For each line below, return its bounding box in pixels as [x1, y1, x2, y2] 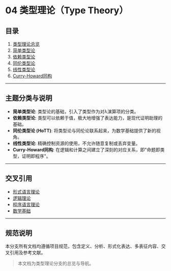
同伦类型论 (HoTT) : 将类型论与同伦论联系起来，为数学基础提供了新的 [12, 127, 157, 133]
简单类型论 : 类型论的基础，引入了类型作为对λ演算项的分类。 [12, 108, 139, 115]
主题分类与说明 [5, 94, 52, 102]
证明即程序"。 [21, 153, 51, 159]
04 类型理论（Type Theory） [5, 5, 128, 16]
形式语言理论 [12, 188, 40, 195]
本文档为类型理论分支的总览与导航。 [17, 260, 94, 266]
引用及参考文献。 [9, 250, 46, 256]
